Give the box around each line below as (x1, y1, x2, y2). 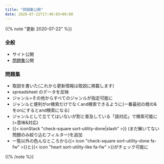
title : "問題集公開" (5, 7, 43, 12)
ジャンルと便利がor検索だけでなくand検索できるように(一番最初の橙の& (12, 101, 157, 107)
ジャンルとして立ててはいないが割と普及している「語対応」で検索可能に (12, 114, 158, 119)
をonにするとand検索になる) (12, 107, 70, 113)
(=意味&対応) (12, 119, 39, 125)
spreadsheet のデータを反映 (12, 89, 70, 95)
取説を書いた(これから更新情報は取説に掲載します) (12, 83, 115, 89)
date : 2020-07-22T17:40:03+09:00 (5, 12, 73, 17)
